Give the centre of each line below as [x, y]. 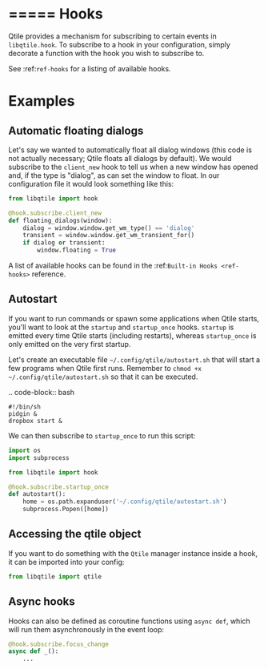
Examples [42, 101]
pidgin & [23, 413]
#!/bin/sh [25, 407]
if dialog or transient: [64, 243]
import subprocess [39, 457]
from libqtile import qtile [55, 576]
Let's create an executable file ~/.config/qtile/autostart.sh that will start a [134, 359]
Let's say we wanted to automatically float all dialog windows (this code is [130, 150]
